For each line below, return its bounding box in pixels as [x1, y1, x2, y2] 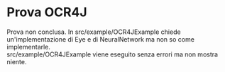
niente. [6, 57, 27, 66]
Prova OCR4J [6, 4, 87, 20]
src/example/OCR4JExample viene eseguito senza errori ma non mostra [6, 50, 218, 59]
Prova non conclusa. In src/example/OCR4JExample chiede [6, 28, 182, 36]
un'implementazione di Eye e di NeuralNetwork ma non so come [6, 35, 194, 43]
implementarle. [6, 42, 51, 51]
